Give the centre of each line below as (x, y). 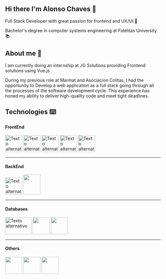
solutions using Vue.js (28, 70)
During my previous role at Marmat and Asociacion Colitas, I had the (75, 80)
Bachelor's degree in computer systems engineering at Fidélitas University (81, 31)
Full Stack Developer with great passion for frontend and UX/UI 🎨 (71, 21)
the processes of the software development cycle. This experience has (77, 90)
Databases (17, 209)
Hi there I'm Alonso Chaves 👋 (51, 9)
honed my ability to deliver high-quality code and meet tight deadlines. (77, 96)
